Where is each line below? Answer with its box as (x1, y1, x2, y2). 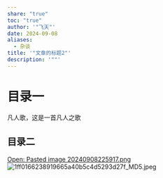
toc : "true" (7, 17, 42, 24)
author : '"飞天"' (7, 23, 56, 30)
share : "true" (7, 10, 49, 18)
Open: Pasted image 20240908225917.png (7, 155, 132, 163)
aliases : (7, 37, 33, 44)
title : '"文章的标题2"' (7, 50, 71, 57)
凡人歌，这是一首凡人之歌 (7, 113, 81, 122)
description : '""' (7, 56, 61, 63)
